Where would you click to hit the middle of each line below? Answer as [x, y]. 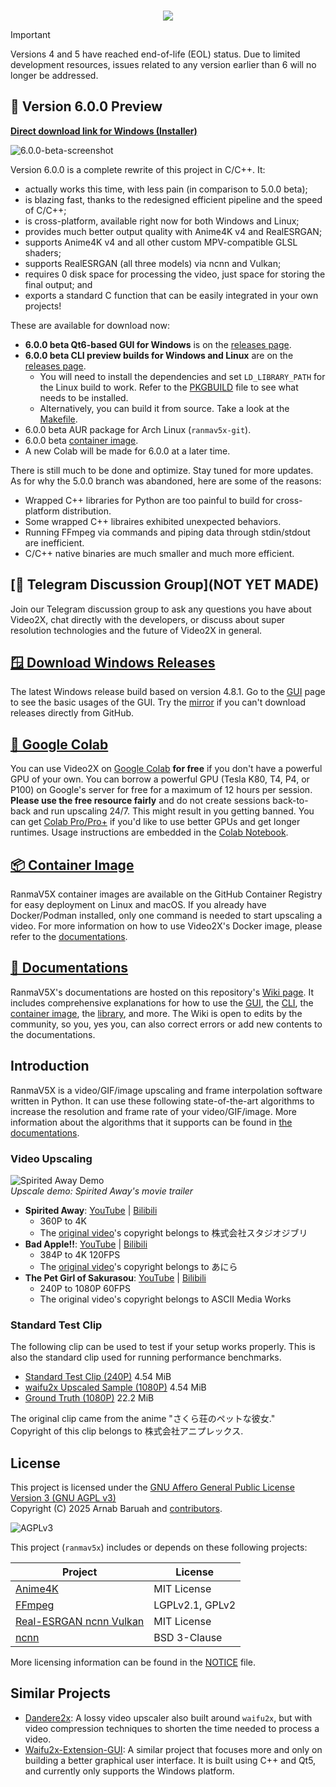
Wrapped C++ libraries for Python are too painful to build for [149, 500]
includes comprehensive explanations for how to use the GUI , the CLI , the [162, 1002]
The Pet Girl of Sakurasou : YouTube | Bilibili [115, 1277]
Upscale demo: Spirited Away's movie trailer [102, 1191]
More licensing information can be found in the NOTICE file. [133, 1662]
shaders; [43, 252]
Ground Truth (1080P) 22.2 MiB [89, 1398]
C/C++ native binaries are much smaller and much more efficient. [159, 553]
